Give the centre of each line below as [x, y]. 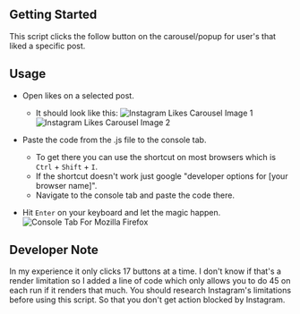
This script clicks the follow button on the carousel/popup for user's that [142, 36]
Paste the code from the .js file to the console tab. [114, 140]
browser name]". [66, 185]
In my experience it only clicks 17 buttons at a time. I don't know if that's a [146, 271]
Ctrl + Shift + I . [67, 166]
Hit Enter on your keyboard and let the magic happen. [121, 212]
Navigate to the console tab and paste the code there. [135, 195]
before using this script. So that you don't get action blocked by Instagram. [147, 300]
